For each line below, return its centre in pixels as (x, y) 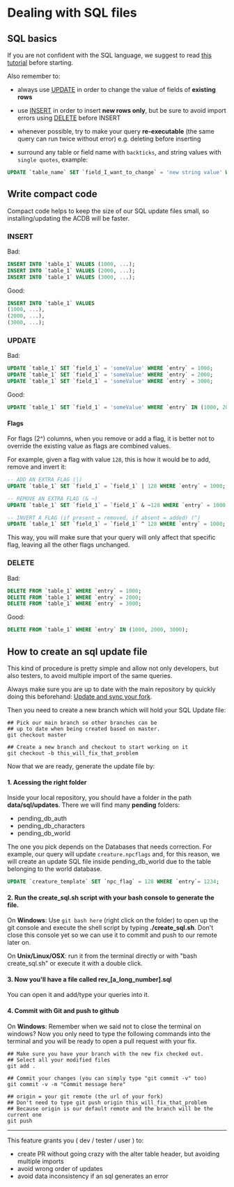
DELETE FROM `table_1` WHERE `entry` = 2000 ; (74, 597)
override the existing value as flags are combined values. (89, 446)
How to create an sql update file (77, 651)
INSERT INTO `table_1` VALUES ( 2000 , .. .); (71, 270)
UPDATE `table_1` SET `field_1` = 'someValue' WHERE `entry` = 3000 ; (110, 382)
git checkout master (37, 735)
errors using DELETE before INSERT (69, 118)
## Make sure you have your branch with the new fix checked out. (106, 1054)
